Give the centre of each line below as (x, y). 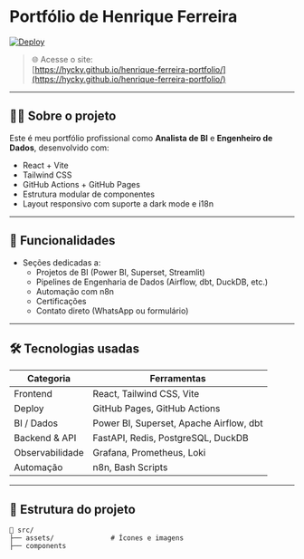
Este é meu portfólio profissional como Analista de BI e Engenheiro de (141, 138)
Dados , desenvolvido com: (60, 148)
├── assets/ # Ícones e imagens (96, 538)
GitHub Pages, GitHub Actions (157, 409)
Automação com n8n (75, 291)
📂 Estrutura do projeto (72, 509)
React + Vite (46, 165)
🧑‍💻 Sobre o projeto (63, 116)
